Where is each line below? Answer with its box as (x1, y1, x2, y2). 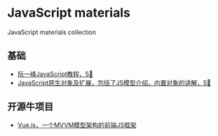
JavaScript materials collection (7, 28, 97, 36)
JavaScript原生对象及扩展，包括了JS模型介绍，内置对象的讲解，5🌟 (17, 78, 212, 86)
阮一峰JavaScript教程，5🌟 (17, 70, 93, 78)
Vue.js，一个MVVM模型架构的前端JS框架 (17, 121, 137, 129)
